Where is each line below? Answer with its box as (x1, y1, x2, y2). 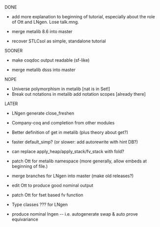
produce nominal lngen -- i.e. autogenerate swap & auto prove (11, 211, 138, 217)
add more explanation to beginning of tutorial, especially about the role (11, 14, 155, 19)
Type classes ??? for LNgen (11, 202, 68, 207)
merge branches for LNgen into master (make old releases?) (11, 173, 134, 179)
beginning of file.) (11, 163, 48, 169)
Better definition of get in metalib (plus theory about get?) (11, 129, 129, 135)
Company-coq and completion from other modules (11, 120, 115, 125)
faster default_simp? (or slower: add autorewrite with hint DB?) (11, 139, 138, 145)
